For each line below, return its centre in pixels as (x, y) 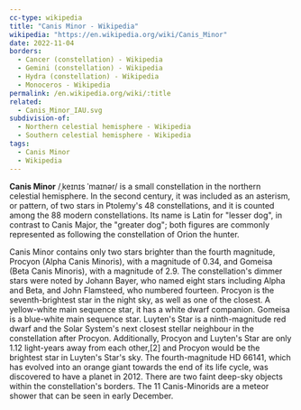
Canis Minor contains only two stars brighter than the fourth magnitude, (142, 252)
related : (26, 102)
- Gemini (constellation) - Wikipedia (91, 69)
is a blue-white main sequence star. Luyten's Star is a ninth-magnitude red (148, 319)
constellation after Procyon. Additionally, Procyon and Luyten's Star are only (150, 338)
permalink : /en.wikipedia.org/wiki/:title (90, 93)
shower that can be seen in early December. (91, 396)
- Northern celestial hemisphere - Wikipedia (105, 127)
